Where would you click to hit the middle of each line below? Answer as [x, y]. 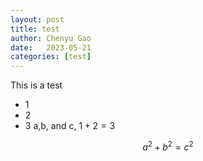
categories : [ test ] [51, 57]
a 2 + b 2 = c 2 [168, 146]
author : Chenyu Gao [51, 38]
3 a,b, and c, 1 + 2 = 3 [70, 126]
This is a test [36, 85]
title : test [35, 29]
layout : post [37, 19]
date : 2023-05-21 [51, 47]
